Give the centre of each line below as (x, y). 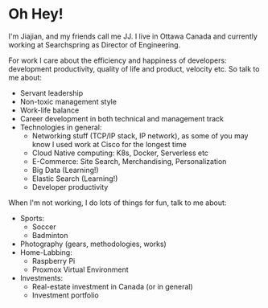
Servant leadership (52, 92)
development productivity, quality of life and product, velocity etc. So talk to (134, 68)
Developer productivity (70, 187)
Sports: (32, 218)
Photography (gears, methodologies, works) (93, 244)
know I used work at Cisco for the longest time (109, 144)
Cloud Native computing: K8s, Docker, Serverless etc (120, 153)
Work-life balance (49, 110)
